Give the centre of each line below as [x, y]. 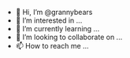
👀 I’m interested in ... [49, 20]
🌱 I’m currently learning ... [58, 29]
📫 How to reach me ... [52, 46]
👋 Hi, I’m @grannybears [54, 12]
